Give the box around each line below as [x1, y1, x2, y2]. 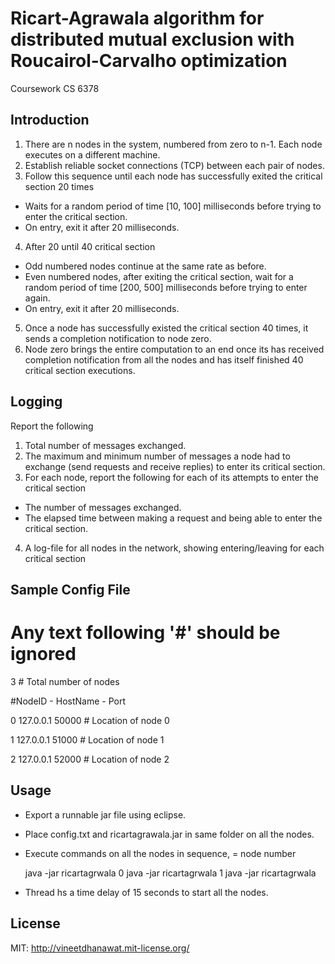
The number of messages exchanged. [24, 501, 182, 513]
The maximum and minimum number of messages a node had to [24, 450, 291, 462]
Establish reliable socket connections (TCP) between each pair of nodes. [24, 159, 325, 171]
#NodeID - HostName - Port [10, 695, 126, 707]
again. [24, 292, 51, 304]
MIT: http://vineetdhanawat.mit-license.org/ [10, 942, 190, 954]
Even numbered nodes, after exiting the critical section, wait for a [24, 270, 294, 282]
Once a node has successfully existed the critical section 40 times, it [24, 322, 309, 334]
